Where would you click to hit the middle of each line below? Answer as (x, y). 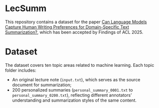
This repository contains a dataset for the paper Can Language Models (76, 22)
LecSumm (26, 8)
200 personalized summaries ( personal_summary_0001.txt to (72, 90)
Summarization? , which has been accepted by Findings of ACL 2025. (74, 32)
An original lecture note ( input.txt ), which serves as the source (76, 79)
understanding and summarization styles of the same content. (74, 100)
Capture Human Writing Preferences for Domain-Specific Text (67, 27)
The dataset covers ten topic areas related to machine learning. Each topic (80, 65)
